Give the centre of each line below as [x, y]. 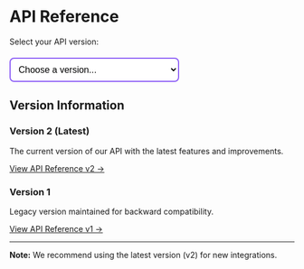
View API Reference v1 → [56, 228]
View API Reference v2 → [57, 168]
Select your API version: [54, 42]
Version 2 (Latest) [50, 131]
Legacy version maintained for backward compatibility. [112, 211]
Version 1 [30, 191]
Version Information [67, 106]
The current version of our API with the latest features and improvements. [147, 151]
